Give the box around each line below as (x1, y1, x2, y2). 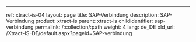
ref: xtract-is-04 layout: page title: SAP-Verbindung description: (6, 12, 159, 18)
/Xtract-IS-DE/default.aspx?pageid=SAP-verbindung (6, 30, 132, 36)
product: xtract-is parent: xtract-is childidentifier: (35, 18, 153, 24)
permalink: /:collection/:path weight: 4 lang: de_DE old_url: (34, 24, 175, 30)
